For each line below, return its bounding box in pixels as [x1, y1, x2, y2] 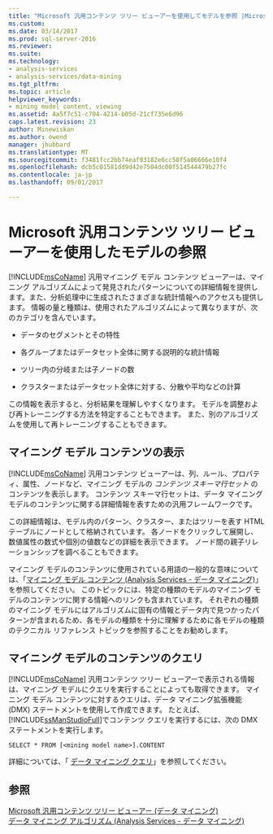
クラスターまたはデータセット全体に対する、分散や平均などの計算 [19, 382, 241, 391]
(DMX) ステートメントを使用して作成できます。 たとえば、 [8, 705, 205, 714]
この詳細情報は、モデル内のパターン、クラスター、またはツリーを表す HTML [8, 516, 265, 526]
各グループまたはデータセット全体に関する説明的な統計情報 [19, 347, 219, 356]
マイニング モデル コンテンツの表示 [8, 445, 184, 460]
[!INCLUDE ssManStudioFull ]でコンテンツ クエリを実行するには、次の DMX [8, 715, 258, 725]
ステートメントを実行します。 [8, 725, 108, 735]
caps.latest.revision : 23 [8, 118, 96, 126]
